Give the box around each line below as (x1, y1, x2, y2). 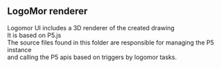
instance (7, 45, 32, 54)
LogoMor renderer (7, 5, 88, 17)
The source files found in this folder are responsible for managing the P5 (7, 38, 215, 47)
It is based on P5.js (7, 31, 62, 39)
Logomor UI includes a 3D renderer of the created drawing (7, 23, 175, 32)
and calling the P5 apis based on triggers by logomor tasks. (7, 53, 177, 61)
